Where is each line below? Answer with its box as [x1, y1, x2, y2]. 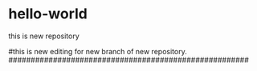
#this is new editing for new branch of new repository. [8, 46, 187, 56]
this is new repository [8, 31, 80, 41]
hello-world [8, 5, 88, 23]
